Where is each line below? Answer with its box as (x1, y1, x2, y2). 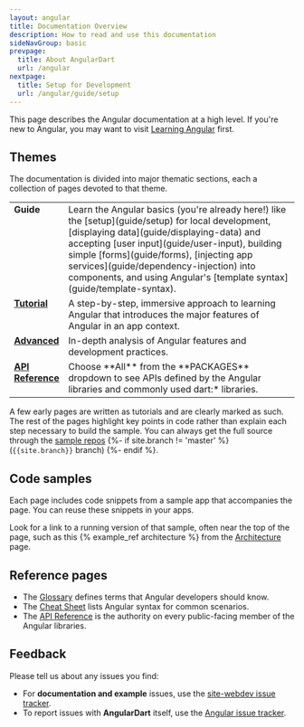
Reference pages (9, 567, 109, 583)
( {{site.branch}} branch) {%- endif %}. (9, 445, 159, 456)
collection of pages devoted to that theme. (9, 183, 168, 194)
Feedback (9, 647, 67, 662)
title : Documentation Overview (9, 22, 128, 31)
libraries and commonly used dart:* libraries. (67, 383, 259, 396)
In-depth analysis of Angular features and (67, 335, 247, 347)
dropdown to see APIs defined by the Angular (67, 372, 262, 384)
